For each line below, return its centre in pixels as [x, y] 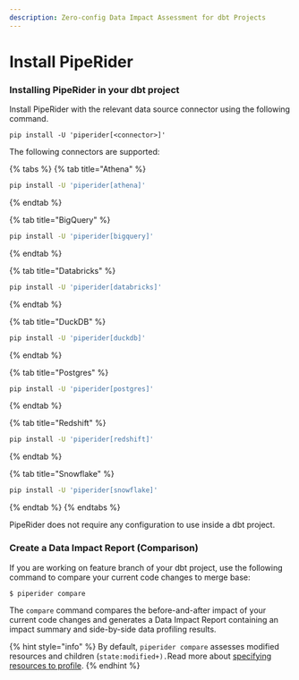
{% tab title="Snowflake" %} [62, 474]
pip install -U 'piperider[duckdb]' [77, 338]
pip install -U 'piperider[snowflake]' [84, 490]
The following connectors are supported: [85, 152]
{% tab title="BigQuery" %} [60, 219]
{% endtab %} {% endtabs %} [65, 507]
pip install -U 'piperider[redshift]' [81, 439]
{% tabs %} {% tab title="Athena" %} [77, 169]
